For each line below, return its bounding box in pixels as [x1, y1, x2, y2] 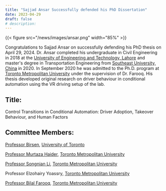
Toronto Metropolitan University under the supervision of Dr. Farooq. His [5, 70, 153, 77]
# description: [5, 21, 37, 26]
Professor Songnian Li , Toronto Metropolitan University [5, 161, 117, 167]
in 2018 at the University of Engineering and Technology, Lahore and [5, 55, 145, 61]
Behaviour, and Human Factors [5, 114, 68, 120]
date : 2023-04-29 [5, 12, 41, 17]
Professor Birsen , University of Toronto [5, 141, 85, 147]
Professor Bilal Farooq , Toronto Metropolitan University [5, 180, 117, 186]
